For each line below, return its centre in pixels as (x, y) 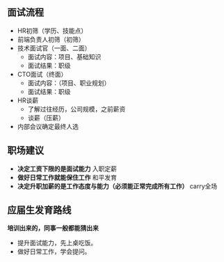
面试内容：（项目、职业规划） (69, 83)
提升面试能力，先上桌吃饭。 (57, 243)
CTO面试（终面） (42, 74)
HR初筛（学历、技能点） (52, 31)
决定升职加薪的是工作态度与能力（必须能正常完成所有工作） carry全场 (117, 186)
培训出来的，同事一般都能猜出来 (53, 228)
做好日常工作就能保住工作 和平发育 (67, 177)
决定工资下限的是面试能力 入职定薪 (67, 169)
